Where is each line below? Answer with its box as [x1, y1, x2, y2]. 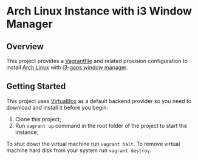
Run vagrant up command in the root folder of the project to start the [15, 122, 188, 129]
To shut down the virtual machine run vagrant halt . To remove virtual [6, 140, 180, 147]
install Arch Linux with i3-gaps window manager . [6, 64, 128, 71]
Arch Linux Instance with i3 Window [6, 4, 193, 18]
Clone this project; [15, 115, 62, 122]
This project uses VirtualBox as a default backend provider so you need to [6, 97, 192, 104]
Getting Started [6, 81, 66, 92]
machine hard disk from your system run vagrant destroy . [6, 147, 152, 154]
